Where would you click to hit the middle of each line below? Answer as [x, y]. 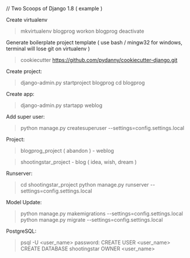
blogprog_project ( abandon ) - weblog [67, 151]
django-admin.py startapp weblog [61, 105]
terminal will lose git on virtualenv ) [48, 49]
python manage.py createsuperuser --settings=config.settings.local [102, 128]
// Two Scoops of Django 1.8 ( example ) [54, 8]
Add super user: [25, 117]
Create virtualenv [27, 20]
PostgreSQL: [21, 231]
